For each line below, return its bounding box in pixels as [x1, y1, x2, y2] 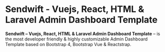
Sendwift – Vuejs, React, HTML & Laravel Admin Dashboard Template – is [5, 30, 160, 36]
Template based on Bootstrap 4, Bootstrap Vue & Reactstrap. [5, 41, 132, 47]
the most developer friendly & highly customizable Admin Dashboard [5, 36, 148, 42]
